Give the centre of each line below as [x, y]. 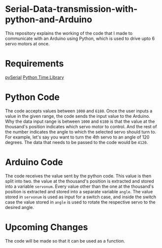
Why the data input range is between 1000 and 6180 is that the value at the [80, 121]
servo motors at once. [28, 43]
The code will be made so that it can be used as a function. [65, 241]
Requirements [34, 64]
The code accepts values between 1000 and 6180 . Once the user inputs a [79, 111]
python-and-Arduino [49, 19]
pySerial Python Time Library [34, 77]
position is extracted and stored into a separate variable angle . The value [79, 191]
